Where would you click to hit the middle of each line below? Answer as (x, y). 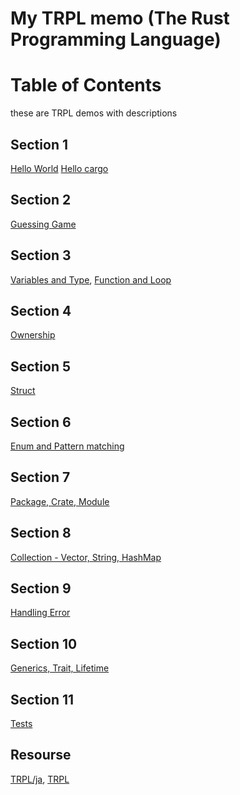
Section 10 (44, 643)
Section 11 (42, 699)
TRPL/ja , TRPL (40, 779)
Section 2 (41, 200)
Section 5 (40, 366)
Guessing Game (43, 224)
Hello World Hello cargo (59, 168)
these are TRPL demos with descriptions (94, 113)
